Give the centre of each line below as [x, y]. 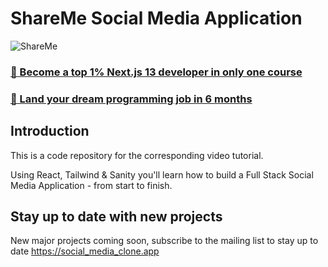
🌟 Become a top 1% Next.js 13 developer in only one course [156, 72]
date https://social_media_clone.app [85, 251]
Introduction [50, 131]
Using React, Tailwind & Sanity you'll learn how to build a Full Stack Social [162, 174]
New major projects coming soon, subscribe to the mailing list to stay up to [164, 241]
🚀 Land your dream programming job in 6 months [131, 99]
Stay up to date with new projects [116, 216]
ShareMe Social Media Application [156, 18]
